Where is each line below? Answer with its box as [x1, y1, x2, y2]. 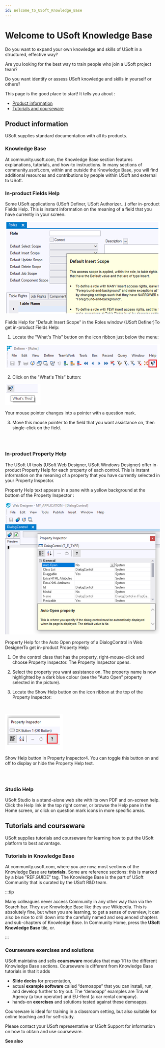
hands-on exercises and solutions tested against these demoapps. [12, 999, 148, 1005]
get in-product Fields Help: [5, 324, 60, 330]
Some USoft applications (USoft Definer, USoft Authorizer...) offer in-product [5, 201, 160, 207]
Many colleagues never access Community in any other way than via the [5, 899, 152, 905]
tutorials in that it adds [5, 968, 51, 974]
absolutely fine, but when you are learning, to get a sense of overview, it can [5, 909, 160, 915]
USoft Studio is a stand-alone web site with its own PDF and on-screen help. [5, 797, 160, 803]
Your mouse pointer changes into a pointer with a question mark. [5, 410, 137, 416]
